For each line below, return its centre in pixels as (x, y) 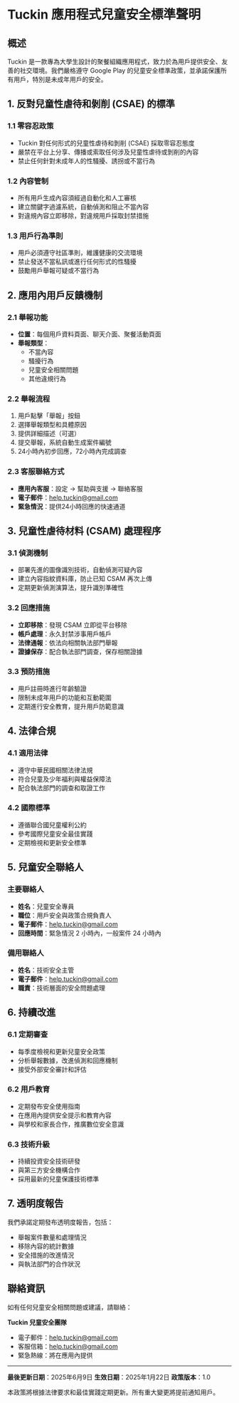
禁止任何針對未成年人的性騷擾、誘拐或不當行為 (86, 160)
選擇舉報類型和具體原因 (52, 425)
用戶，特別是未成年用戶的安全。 (60, 79)
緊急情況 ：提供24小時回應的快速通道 (71, 506)
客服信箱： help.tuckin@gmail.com (68, 1346)
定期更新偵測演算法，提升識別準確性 (71, 588)
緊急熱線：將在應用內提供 (55, 1355)
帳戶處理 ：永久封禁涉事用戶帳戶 (64, 633)
